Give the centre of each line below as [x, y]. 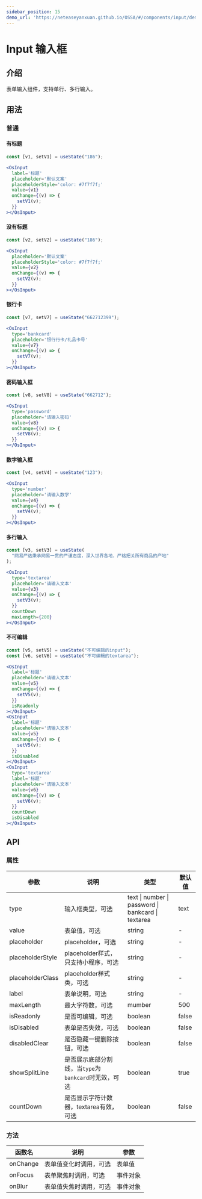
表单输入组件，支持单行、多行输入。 [51, 89]
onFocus [22, 1175]
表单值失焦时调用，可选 [78, 1186]
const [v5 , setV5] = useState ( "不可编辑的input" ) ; [69, 650]
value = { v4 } [25, 500]
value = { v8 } [25, 423]
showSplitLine [29, 1073]
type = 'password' [32, 411]
